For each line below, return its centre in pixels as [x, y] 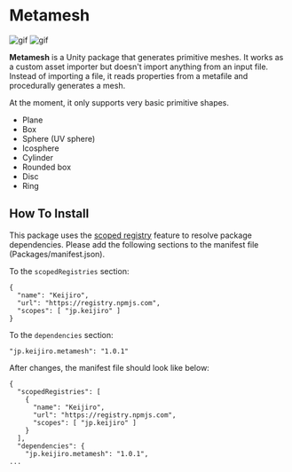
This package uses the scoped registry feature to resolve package [131, 235]
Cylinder [38, 157]
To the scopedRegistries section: [69, 271]
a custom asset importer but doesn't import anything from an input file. [139, 67]
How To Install [49, 214]
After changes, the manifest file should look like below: [110, 367]
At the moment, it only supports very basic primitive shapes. [119, 102]
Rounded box [47, 167]
